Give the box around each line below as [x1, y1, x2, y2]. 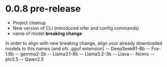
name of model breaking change [12, 30, 82, 36]
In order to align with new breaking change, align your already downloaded [5, 40, 162, 46]
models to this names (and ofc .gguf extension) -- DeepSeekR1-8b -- [5, 45, 150, 51]
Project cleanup [12, 20, 46, 26]
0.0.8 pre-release [5, 3, 81, 15]
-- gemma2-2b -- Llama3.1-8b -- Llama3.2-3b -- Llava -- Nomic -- [15, 51, 155, 57]
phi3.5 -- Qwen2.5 [5, 56, 44, 62]
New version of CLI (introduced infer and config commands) [12, 25, 140, 31]
